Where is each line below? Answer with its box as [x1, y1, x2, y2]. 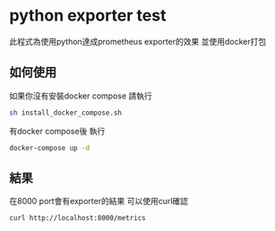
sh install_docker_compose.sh [9, 108, 123, 117]
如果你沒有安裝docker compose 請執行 [9, 90, 152, 101]
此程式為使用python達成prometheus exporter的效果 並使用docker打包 [9, 36, 267, 47]
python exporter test [9, 5, 167, 26]
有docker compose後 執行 [9, 125, 106, 136]
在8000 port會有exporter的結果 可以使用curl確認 [9, 196, 189, 207]
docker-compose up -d [9, 143, 90, 152]
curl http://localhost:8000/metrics [9, 214, 146, 223]
